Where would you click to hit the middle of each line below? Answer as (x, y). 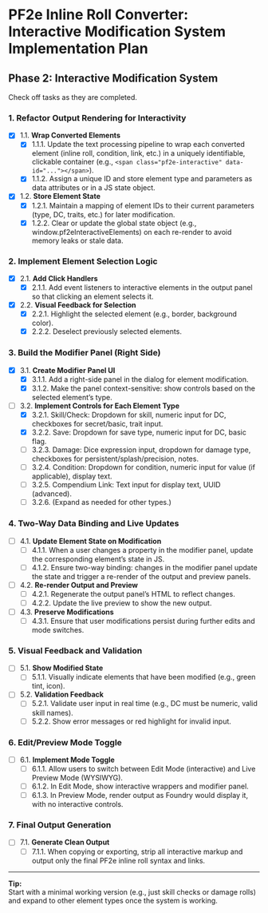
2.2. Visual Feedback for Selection (78, 305)
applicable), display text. (72, 476)
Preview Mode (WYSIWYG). (77, 778)
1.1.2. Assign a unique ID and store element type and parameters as (142, 179)
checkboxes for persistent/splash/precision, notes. (115, 459)
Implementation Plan (79, 49)
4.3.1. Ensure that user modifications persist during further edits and (143, 621)
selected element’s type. (72, 397)
